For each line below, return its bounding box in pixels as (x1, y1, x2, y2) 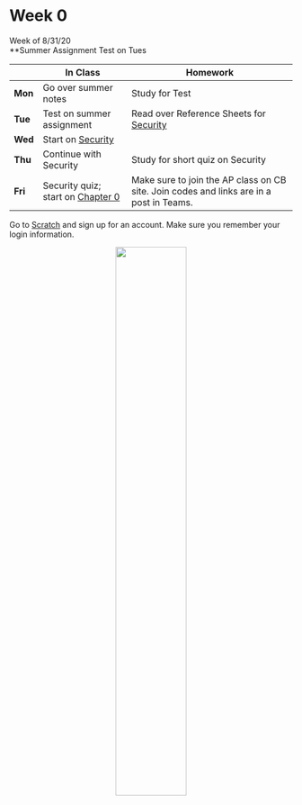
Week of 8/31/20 (9, 35, 72, 46)
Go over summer (42, 81, 114, 94)
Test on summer (42, 107, 111, 120)
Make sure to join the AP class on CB (131, 173, 287, 185)
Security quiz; (42, 179, 102, 192)
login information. (9, 229, 75, 240)
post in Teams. (131, 195, 193, 208)
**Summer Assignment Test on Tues (9, 44, 147, 55)
